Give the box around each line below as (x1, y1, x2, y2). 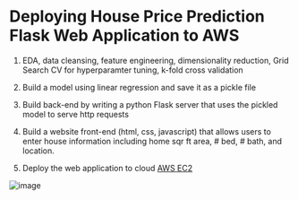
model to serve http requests (21, 109, 130, 119)
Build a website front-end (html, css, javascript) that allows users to (21, 126, 271, 136)
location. (21, 145, 55, 156)
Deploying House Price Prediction (9, 6, 266, 27)
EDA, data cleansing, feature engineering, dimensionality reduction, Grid (21, 55, 289, 65)
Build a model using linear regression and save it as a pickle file (21, 82, 257, 92)
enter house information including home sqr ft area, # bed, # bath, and (21, 135, 283, 146)
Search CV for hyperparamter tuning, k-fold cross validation (21, 65, 243, 75)
